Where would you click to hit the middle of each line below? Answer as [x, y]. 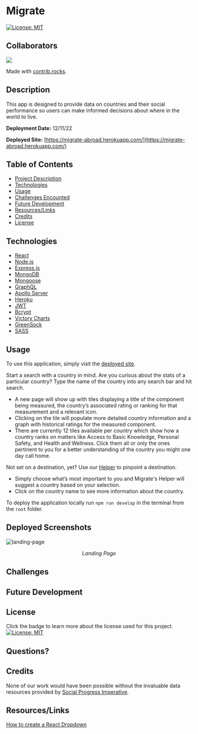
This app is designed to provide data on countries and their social [86, 104]
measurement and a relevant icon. [56, 412]
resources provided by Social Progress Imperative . [67, 692]
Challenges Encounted [42, 198]
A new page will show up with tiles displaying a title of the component [99, 399]
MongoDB [27, 274]
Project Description [38, 179]
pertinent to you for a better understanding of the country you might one [103, 450]
